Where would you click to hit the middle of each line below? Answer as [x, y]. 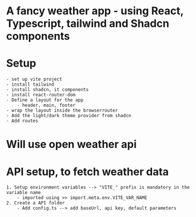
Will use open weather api [72, 144]
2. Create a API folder [36, 203]
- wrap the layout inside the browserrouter [62, 111]
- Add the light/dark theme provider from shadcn [69, 116]
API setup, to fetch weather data [88, 172]
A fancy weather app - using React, [95, 11]
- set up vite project [34, 79]
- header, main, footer [46, 105]
